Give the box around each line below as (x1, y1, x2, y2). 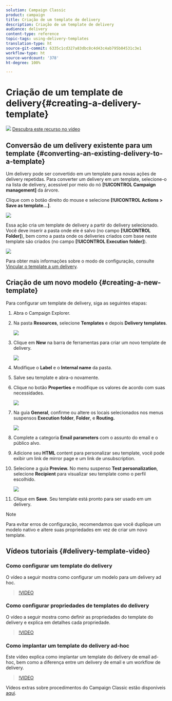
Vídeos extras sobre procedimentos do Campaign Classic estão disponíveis (6, 685, 166, 691)
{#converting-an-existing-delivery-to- (36, 149, 163, 158)
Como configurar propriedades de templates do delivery (6, 602, 149, 609)
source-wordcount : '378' (6, 55, 59, 61)
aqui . (6, 690, 17, 696)
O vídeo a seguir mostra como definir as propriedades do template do (6, 614, 154, 620)
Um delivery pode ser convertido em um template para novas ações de (6, 170, 156, 177)
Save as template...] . (6, 202, 51, 209)
